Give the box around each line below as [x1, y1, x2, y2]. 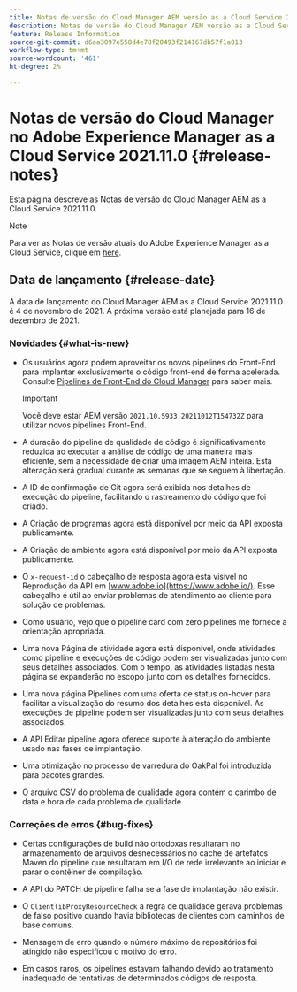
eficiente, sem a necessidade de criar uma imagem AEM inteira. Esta [21, 455, 272, 465]
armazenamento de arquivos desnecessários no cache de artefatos [21, 848, 269, 858]
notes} [9, 165, 60, 185]
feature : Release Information [9, 29, 121, 38]
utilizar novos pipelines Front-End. [21, 419, 148, 430]
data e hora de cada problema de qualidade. [21, 796, 184, 806]
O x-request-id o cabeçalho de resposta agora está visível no [21, 571, 248, 581]
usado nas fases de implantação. [21, 742, 143, 753]
